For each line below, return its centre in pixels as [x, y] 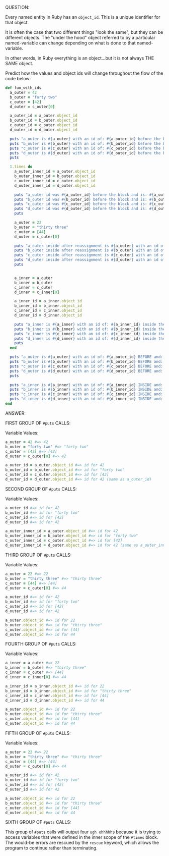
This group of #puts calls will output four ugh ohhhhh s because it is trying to [83, 832]
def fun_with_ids [23, 88]
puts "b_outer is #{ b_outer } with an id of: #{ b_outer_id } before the [85, 143]
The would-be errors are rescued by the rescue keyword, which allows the [82, 843]
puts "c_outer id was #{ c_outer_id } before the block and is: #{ [84, 204]
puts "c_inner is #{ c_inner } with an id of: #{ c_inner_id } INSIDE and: [87, 394]
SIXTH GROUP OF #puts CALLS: [38, 822]
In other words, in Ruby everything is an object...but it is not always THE [80, 58]
